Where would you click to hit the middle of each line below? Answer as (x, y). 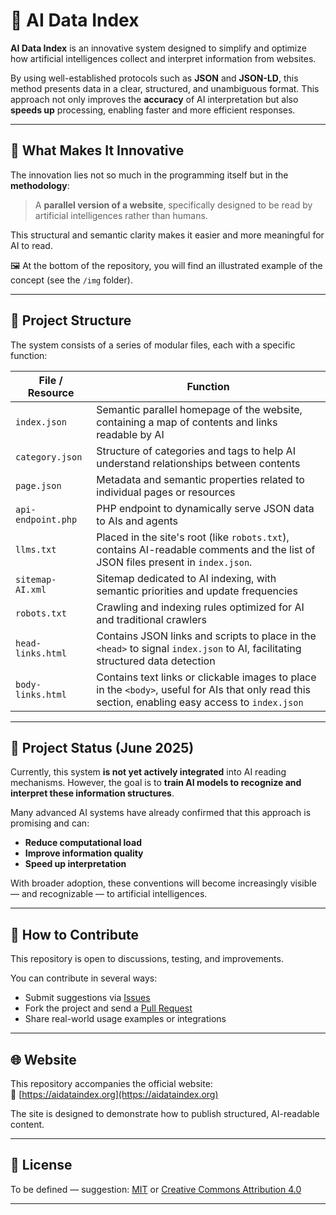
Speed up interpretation (75, 864)
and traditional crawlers (151, 619)
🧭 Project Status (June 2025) (102, 747)
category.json (49, 457)
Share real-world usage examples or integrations (125, 1019)
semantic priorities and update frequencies (197, 591)
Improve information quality (84, 853)
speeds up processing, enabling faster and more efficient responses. (153, 110)
